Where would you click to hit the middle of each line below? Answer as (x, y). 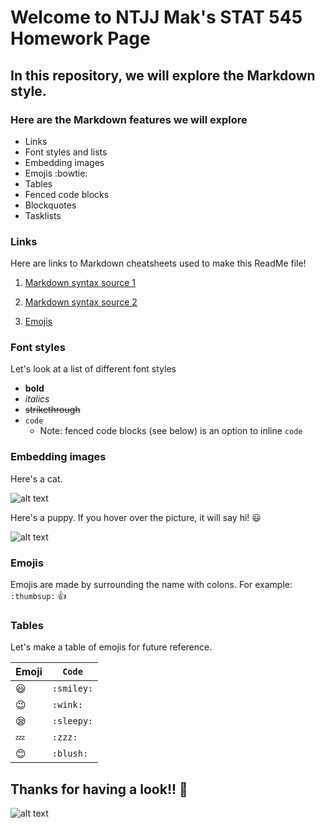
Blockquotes (50, 205)
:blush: (70, 754)
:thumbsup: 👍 (38, 596)
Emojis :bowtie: (56, 173)
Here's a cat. (36, 478)
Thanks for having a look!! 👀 (99, 789)
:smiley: (72, 689)
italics (37, 399)
